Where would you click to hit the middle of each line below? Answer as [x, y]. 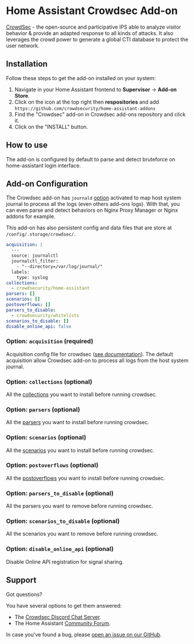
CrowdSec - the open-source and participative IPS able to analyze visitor [94, 27]
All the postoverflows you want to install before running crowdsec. [86, 478]
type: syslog [32, 277]
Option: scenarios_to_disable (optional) [63, 521]
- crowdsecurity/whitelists [45, 315]
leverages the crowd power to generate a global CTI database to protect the [97, 39]
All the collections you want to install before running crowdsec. [82, 394]
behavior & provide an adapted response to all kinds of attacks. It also [90, 33]
